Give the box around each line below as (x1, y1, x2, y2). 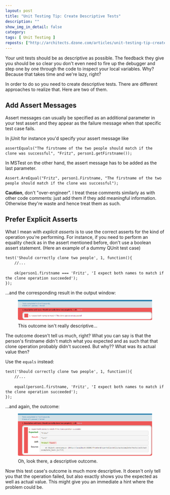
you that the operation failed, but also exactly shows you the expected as (5, 473, 158, 480)
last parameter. (5, 165, 37, 171)
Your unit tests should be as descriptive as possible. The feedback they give (5, 55, 164, 61)
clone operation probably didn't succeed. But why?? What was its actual (5, 344, 156, 350)
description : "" (5, 19, 39, 24)
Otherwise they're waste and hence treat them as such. (5, 200, 121, 206)
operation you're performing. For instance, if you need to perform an (5, 234, 148, 240)
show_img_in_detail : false (5, 24, 62, 29)
